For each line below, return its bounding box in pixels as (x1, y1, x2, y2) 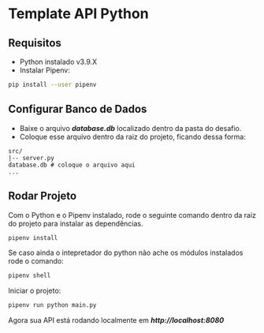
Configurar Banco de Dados (8, 103, 147, 116)
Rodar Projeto (8, 189, 77, 203)
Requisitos (8, 36, 61, 50)
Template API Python (8, 5, 149, 23)
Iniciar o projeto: (8, 286, 61, 296)
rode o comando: (8, 256, 65, 266)
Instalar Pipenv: (19, 65, 71, 75)
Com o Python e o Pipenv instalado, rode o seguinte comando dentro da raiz (8, 210, 257, 219)
